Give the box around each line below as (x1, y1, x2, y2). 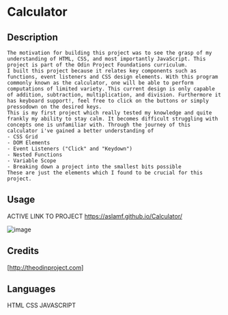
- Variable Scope (7, 157, 57, 164)
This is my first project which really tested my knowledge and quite (7, 110, 212, 116)
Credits (7, 245, 40, 257)
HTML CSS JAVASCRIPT (7, 301, 76, 310)
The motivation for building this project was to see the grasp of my (7, 49, 212, 56)
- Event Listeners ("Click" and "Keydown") (7, 145, 133, 152)
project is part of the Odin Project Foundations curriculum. (7, 62, 188, 68)
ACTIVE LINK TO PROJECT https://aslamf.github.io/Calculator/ (7, 212, 183, 220)
